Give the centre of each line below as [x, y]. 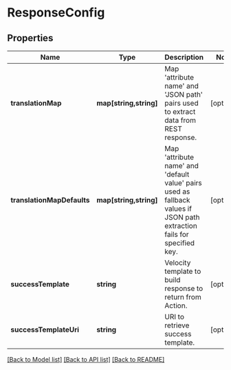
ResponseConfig [56, 13]
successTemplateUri [45, 329]
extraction [181, 226]
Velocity [178, 263]
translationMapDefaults [50, 200]
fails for [177, 234]
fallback [177, 200]
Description [184, 57]
